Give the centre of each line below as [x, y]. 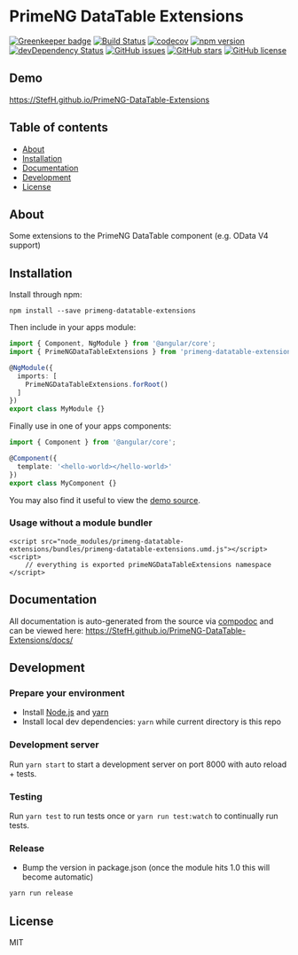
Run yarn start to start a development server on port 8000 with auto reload [148, 764]
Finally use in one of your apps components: [90, 426]
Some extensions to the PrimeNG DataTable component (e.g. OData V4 [139, 236]
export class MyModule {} [57, 409]
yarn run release [41, 894]
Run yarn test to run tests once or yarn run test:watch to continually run [144, 816]
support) [25, 245]
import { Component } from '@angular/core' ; [93, 442]
